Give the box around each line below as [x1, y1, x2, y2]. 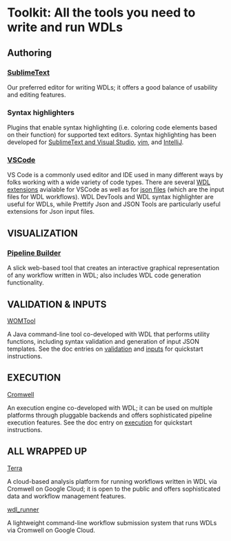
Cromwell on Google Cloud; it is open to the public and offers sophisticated [7, 484, 221, 493]
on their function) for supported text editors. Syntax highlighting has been [7, 131, 217, 139]
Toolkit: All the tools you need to [7, 5, 196, 21]
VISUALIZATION [7, 227, 78, 239]
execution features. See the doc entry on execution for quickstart [7, 418, 193, 427]
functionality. [7, 278, 45, 287]
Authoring [7, 47, 52, 59]
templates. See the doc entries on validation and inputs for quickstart [7, 345, 203, 353]
